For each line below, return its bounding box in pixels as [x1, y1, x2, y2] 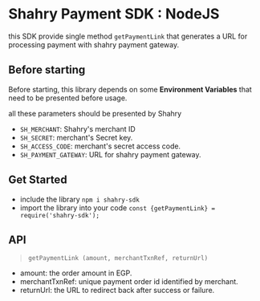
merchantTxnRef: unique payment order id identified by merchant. [19, 277, 238, 287]
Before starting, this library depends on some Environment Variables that [8, 84, 253, 94]
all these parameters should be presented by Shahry [8, 108, 182, 118]
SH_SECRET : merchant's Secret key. [19, 132, 133, 142]
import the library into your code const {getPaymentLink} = [19, 202, 215, 213]
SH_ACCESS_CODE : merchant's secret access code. [19, 141, 181, 151]
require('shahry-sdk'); [19, 211, 100, 219]
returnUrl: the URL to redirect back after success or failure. [19, 286, 215, 295]
